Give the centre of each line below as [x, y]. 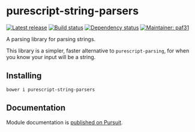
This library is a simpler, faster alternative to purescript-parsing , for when [98, 50]
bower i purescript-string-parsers [51, 90]
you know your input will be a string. [51, 57]
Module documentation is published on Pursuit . [64, 122]
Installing [24, 76]
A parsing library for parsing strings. [51, 39]
